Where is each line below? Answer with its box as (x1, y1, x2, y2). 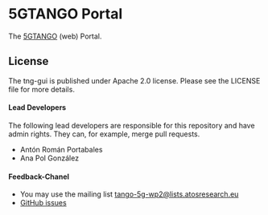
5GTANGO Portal (8, 5, 123, 23)
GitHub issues (19, 198, 67, 208)
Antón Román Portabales (19, 144, 103, 154)
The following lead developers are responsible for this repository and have (8, 120, 255, 130)
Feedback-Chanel (8, 172, 70, 181)
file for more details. (8, 84, 75, 94)
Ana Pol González (19, 153, 79, 163)
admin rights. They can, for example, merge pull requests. (8, 129, 200, 139)
